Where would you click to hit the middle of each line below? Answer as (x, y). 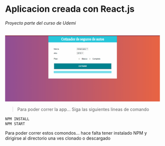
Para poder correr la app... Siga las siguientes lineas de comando (83, 110)
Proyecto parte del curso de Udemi (41, 23)
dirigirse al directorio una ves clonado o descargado (58, 138)
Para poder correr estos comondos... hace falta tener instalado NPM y (76, 133)
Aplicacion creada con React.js (70, 9)
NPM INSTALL (17, 119)
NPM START (15, 124)
